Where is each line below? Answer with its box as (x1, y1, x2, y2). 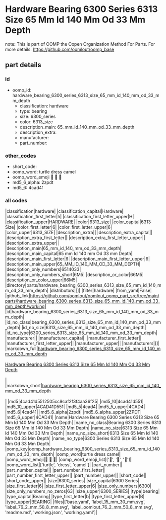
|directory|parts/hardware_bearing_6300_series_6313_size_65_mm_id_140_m (5, 282, 162, 288)
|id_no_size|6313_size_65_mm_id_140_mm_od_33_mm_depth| (21, 325, 146, 331)
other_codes (5, 152, 36, 159)
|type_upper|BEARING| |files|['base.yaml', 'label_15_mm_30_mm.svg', (5, 499, 146, 505)
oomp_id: (12, 87, 32, 93)
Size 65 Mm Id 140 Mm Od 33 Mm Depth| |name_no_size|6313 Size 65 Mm (5, 425, 158, 431)
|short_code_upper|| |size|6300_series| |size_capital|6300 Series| (5, 478, 140, 484)
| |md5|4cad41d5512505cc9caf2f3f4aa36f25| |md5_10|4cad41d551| (5, 399, 144, 405)
